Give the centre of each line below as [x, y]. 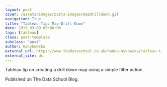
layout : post [19, 10]
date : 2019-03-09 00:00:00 [33, 28]
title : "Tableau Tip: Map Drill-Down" [45, 23]
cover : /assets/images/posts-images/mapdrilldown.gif [62, 14]
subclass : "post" [23, 42]
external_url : [20, 51]
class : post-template [28, 38]
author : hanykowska [25, 46]
